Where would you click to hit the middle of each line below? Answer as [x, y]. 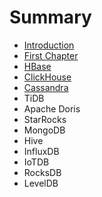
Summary [50, 17]
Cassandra [46, 87]
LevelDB [41, 183]
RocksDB [42, 172]
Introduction [49, 45]
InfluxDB [41, 151]
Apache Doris [52, 108]
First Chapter [51, 55]
